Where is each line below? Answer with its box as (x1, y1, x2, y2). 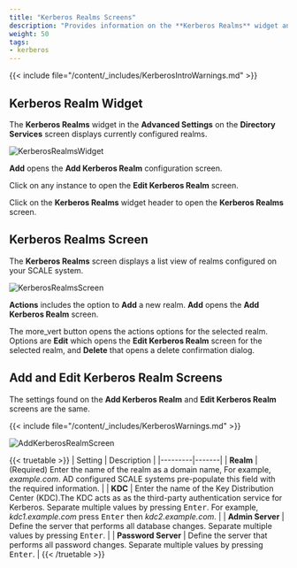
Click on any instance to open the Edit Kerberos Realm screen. (9, 180, 239, 190)
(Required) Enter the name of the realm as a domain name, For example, (9, 464, 271, 474)
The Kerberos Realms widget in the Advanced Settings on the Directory (9, 119, 276, 129)
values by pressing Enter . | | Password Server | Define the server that (9, 530, 268, 541)
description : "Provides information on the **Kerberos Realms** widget (9, 21, 278, 30)
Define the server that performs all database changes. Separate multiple (9, 520, 272, 531)
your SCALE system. (9, 265, 84, 275)
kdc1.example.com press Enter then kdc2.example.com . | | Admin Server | (9, 510, 285, 522)
